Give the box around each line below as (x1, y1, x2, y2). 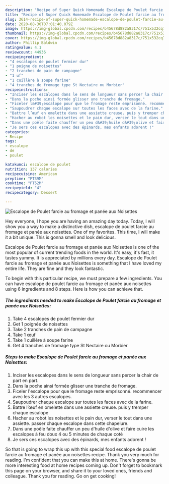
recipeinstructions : (5, 87, 49, 92)
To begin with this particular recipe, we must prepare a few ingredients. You (5, 275, 162, 281)
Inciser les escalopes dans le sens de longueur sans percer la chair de (12, 372, 158, 378)
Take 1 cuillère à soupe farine (12, 337, 73, 343)
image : (5, 26, 19, 31)
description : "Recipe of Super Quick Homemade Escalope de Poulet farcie (5, 7, 163, 13)
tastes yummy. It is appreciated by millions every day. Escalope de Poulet (5, 254, 157, 260)
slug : (5, 17, 17, 22)
